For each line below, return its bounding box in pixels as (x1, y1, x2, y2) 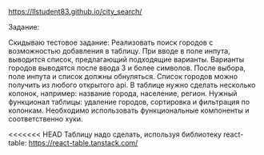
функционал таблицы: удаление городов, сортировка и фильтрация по (8, 97, 250, 106)
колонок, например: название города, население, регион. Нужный (8, 89, 238, 98)
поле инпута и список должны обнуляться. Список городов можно (8, 72, 238, 81)
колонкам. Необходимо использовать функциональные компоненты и (8, 105, 250, 115)
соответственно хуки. (8, 114, 83, 123)
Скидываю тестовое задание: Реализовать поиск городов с (8, 38, 214, 47)
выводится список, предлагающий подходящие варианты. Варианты (8, 55, 245, 64)
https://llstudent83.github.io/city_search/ (8, 7, 142, 16)
